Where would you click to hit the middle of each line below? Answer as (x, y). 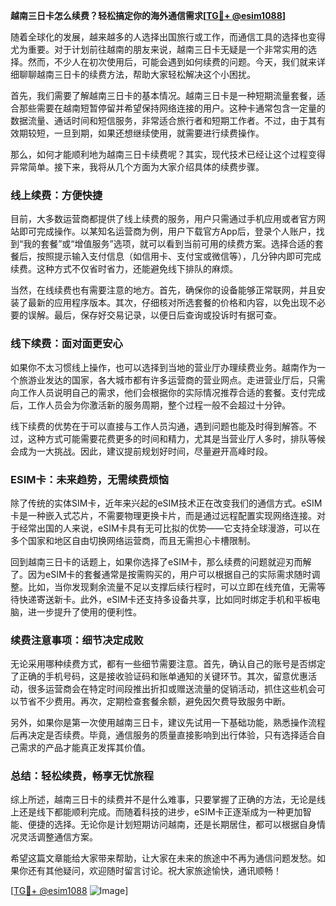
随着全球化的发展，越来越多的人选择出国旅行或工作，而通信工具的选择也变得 (168, 37)
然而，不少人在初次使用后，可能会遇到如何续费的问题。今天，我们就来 (172, 62)
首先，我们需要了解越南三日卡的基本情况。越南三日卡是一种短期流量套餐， (163, 95)
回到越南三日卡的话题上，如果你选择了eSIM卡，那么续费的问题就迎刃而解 (161, 561)
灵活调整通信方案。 (58, 837)
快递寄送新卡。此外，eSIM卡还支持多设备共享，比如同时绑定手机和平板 (165, 599)
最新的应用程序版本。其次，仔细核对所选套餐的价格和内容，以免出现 (167, 303)
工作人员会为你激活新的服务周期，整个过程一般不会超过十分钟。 (159, 405)
